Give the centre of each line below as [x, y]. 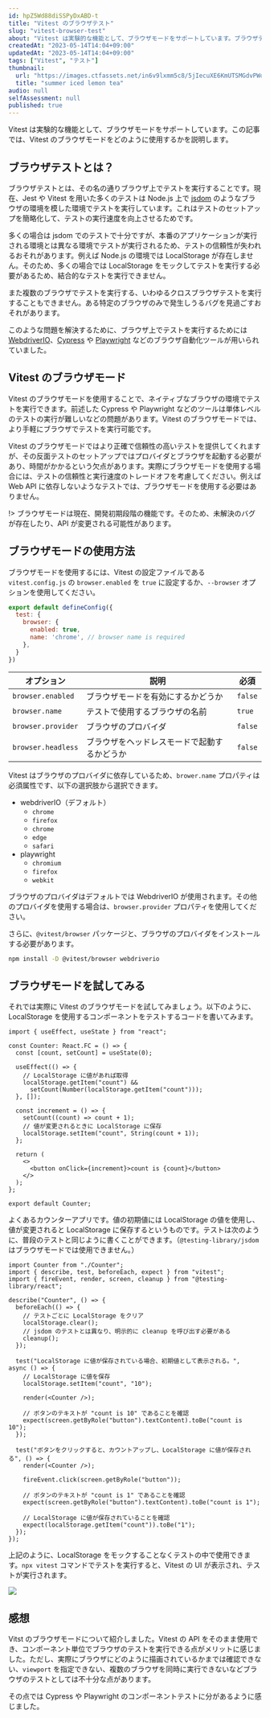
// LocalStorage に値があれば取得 [76, 1076]
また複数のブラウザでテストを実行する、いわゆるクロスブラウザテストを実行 [135, 292]
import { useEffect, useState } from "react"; [88, 1032]
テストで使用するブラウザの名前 [146, 711]
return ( [30, 1155]
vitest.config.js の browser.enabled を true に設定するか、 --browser [124, 582]
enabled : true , [55, 630]
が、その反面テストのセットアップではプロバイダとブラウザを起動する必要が [135, 456]
